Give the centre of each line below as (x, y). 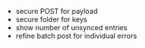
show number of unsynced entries (71, 27)
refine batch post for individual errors (76, 36)
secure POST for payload (57, 11)
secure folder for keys (52, 19)
